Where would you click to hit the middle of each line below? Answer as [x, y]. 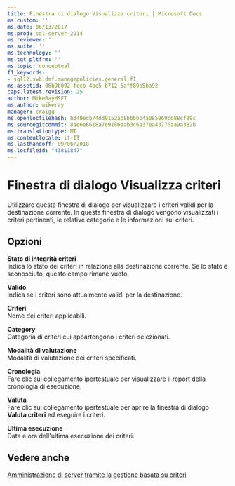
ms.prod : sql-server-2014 [45, 33]
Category [21, 329]
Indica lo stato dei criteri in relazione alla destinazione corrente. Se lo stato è [117, 266]
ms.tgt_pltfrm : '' [34, 60]
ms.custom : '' [28, 20]
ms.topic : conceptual [39, 66]
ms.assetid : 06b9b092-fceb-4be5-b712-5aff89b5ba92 [83, 86]
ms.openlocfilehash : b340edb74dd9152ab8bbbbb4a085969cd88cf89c [102, 118]
